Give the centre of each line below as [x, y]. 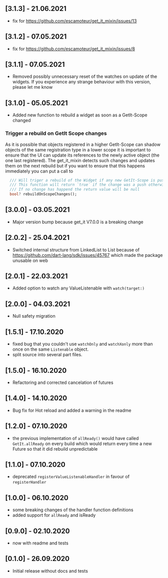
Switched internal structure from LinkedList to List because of [76, 250]
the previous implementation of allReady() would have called [75, 438]
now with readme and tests [40, 543]
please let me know [32, 87]
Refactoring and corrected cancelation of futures [63, 382]
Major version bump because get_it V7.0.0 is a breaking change [78, 222]
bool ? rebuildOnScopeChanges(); [43, 194]
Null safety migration [34, 316]
